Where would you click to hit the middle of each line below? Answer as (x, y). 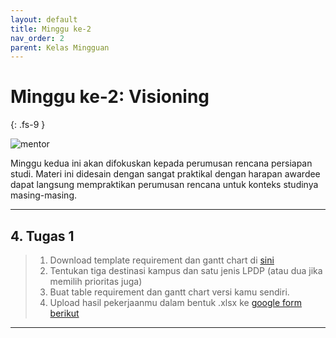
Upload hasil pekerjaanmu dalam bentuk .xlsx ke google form (175, 302)
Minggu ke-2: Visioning (110, 97)
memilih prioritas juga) (96, 281)
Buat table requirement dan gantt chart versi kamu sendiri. (169, 292)
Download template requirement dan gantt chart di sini (162, 260)
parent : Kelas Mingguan (60, 47)
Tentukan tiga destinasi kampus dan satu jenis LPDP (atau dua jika (186, 270)
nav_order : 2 (37, 38)
